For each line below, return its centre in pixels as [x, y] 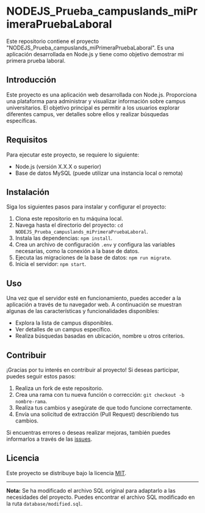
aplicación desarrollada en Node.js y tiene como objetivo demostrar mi [95, 54]
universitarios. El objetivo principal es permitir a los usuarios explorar [93, 108]
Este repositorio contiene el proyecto [53, 41]
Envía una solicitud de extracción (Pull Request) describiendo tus [97, 414]
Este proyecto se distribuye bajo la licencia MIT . [67, 473]
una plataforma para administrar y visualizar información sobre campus [96, 101]
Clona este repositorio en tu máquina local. [69, 219]
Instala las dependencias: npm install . [64, 238]
